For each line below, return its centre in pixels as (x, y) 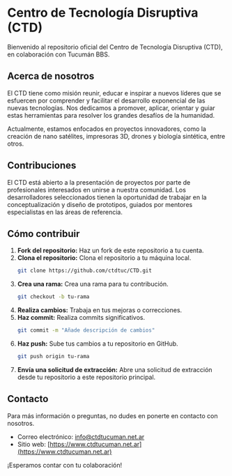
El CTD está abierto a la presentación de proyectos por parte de (99, 182)
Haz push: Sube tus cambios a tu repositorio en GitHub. (98, 344)
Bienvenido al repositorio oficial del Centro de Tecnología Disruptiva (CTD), (115, 47)
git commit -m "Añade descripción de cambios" (86, 330)
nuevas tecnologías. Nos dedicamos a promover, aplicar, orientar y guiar (111, 108)
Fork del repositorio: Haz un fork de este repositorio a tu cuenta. (110, 251)
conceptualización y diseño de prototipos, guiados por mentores (100, 204)
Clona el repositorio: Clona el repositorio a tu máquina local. (104, 258)
